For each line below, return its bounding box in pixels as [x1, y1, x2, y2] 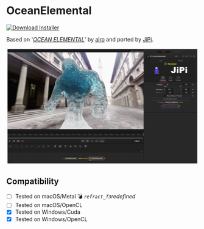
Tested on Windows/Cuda [15, 208, 80, 216]
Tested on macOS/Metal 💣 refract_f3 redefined [15, 193, 136, 200]
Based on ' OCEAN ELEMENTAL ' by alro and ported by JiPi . [6, 35, 154, 43]
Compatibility [6, 176, 59, 186]
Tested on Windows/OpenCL [15, 215, 88, 223]
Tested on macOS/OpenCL [15, 202, 83, 209]
